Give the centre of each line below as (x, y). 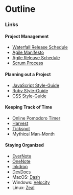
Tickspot (21, 128)
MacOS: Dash (26, 177)
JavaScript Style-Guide (36, 85)
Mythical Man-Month (33, 134)
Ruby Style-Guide (30, 90)
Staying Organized (24, 145)
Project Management (27, 36)
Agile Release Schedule (36, 58)
